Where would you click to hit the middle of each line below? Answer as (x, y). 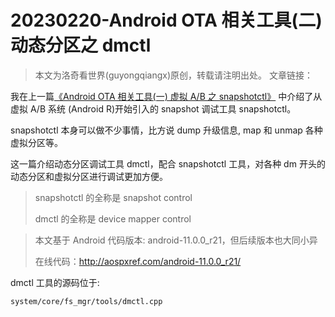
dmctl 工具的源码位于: (55, 282)
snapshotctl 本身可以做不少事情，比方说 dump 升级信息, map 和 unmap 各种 (166, 130)
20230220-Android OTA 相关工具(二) (166, 20)
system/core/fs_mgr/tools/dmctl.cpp (86, 301)
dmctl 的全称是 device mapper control (113, 218)
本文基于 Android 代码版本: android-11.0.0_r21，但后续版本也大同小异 (176, 240)
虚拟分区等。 (36, 142)
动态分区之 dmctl (81, 45)
